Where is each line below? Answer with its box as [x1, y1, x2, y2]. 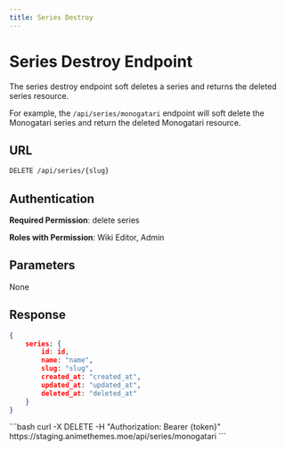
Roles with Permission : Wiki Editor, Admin [9, 233, 165, 243]
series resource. [9, 90, 69, 101]
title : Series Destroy [9, 12, 94, 22]
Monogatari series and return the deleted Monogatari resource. [9, 117, 241, 127]
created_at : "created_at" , [41, 372, 142, 381]
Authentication [9, 191, 95, 206]
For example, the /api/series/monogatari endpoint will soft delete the [9, 108, 265, 119]
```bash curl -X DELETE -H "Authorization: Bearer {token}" [9, 421, 221, 432]
